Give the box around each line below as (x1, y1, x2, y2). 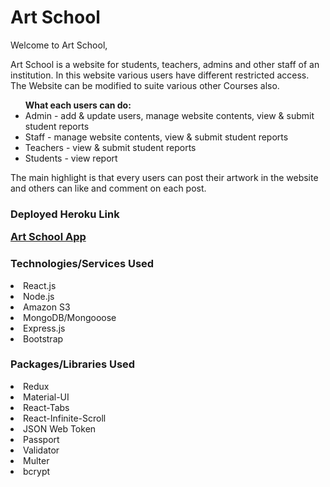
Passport (23, 433, 60, 445)
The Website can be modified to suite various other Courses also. (10, 79, 280, 91)
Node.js (23, 290, 55, 302)
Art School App (10, 230, 87, 244)
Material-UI (23, 391, 70, 403)
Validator (23, 444, 60, 456)
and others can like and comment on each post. (10, 182, 207, 194)
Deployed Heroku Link (10, 207, 120, 221)
